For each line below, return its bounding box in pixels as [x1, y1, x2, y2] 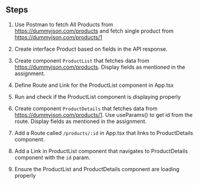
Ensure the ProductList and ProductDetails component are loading [14, 165, 180, 172]
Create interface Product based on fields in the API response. [14, 45, 168, 52]
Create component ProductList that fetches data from [14, 57, 149, 64]
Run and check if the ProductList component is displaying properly [14, 93, 181, 100]
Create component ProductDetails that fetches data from [14, 105, 158, 112]
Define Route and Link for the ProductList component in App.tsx [14, 81, 174, 89]
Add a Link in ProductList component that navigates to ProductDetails [14, 147, 188, 154]
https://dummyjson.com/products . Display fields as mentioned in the [14, 63, 186, 71]
